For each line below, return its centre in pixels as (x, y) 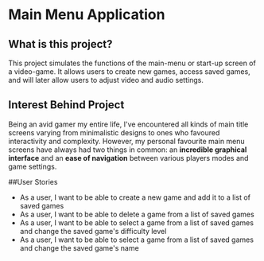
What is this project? (60, 44)
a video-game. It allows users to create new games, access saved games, (129, 72)
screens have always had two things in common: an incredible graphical (128, 150)
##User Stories (33, 181)
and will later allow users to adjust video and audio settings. (106, 80)
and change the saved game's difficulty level (93, 231)
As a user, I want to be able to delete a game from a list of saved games (137, 214)
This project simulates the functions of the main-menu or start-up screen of (132, 63)
